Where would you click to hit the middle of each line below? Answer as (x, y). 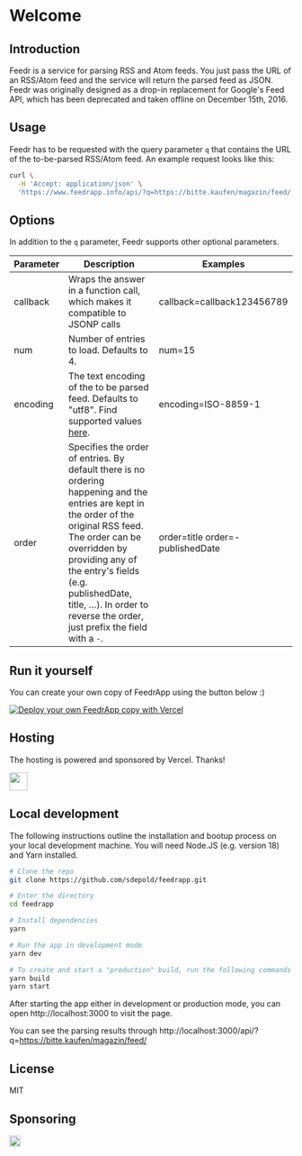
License (32, 1069)
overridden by (98, 549)
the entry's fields (104, 571)
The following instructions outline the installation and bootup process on (143, 835)
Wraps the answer (107, 279)
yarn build (30, 979)
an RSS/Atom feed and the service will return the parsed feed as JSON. (142, 80)
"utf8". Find (93, 410)
